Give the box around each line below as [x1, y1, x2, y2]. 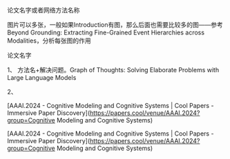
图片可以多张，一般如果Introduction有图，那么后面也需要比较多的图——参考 [7, 21, 223, 29]
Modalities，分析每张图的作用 [7, 36, 91, 45]
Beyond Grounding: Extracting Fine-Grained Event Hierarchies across [7, 28, 205, 36]
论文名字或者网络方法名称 [7, 6, 80, 14]
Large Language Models [7, 74, 77, 81]
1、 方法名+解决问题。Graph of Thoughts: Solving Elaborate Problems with [7, 66, 220, 74]
